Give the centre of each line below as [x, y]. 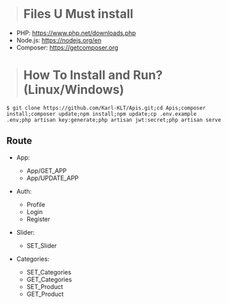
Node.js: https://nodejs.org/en [59, 40]
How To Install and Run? [93, 75]
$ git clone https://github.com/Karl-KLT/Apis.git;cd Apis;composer [106, 108]
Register [38, 219]
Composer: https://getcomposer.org [67, 47]
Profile [36, 204]
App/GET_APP [47, 170]
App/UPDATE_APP [53, 178]
